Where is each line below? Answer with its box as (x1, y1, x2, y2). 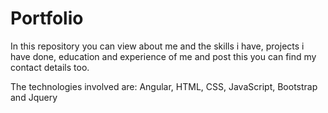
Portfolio (10, 7, 84, 30)
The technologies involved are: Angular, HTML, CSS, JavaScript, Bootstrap (10, 80, 318, 92)
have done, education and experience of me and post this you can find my (10, 50, 317, 62)
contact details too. (10, 61, 90, 73)
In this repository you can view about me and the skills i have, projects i (10, 40, 305, 52)
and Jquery (10, 91, 58, 103)
